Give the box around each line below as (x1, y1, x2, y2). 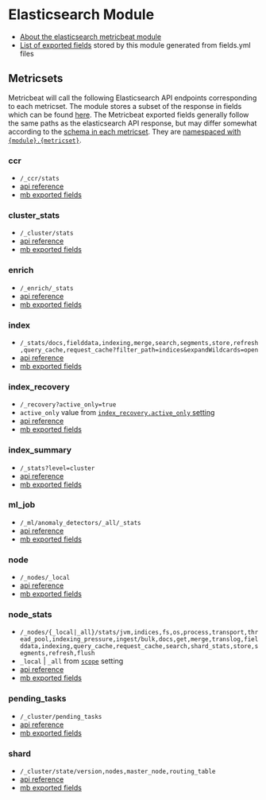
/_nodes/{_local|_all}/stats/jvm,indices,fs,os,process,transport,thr (19, 628, 259, 637)
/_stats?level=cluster (19, 464, 95, 472)
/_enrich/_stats (19, 284, 74, 292)
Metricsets (8, 72, 64, 85)
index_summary (8, 445, 72, 456)
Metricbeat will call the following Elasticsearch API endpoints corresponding (8, 93, 257, 103)
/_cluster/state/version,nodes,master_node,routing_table (19, 767, 216, 776)
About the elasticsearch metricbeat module (19, 32, 161, 41)
